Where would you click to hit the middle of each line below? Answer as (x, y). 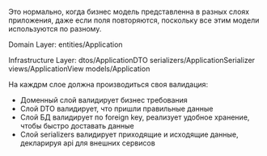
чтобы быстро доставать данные (77, 126)
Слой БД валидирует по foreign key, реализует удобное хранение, (135, 117)
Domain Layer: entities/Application (66, 44)
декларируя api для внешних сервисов (87, 143)
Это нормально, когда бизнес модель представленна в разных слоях (129, 12)
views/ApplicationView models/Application (79, 69)
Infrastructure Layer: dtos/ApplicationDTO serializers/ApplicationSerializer (132, 60)
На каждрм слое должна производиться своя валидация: (108, 84)
